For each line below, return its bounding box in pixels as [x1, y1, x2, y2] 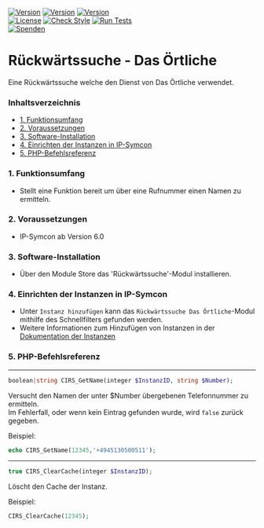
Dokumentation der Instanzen [19, 332, 116, 341]
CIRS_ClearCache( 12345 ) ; [8, 512, 90, 520]
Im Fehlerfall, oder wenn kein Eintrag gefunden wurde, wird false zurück [8, 407, 244, 416]
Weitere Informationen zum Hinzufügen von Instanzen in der [19, 323, 215, 333]
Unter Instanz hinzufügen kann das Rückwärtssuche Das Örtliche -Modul [19, 306, 255, 316]
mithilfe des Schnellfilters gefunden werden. [19, 315, 163, 324]
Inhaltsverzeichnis [8, 97, 81, 108]
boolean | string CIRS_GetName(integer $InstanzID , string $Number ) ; [8, 376, 234, 384]
